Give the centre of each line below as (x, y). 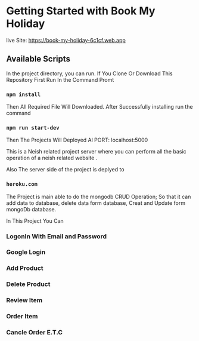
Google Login (26, 252)
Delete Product (28, 284)
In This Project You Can (35, 221)
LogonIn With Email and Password (57, 236)
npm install (24, 94)
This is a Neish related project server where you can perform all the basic (96, 152)
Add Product (25, 268)
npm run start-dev (33, 128)
